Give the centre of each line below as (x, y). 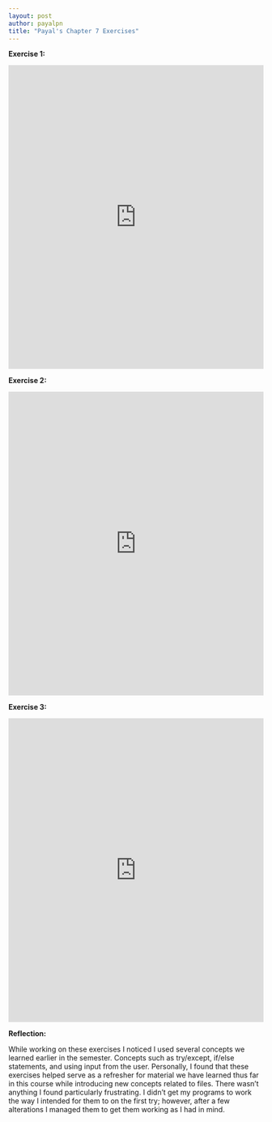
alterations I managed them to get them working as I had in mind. (117, 1110)
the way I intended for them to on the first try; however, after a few (119, 1101)
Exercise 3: (28, 707)
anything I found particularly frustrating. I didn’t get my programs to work (130, 1092)
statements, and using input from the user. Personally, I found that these (129, 1067)
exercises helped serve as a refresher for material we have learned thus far (134, 1075)
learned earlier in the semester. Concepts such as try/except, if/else (121, 1058)
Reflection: (28, 1034)
